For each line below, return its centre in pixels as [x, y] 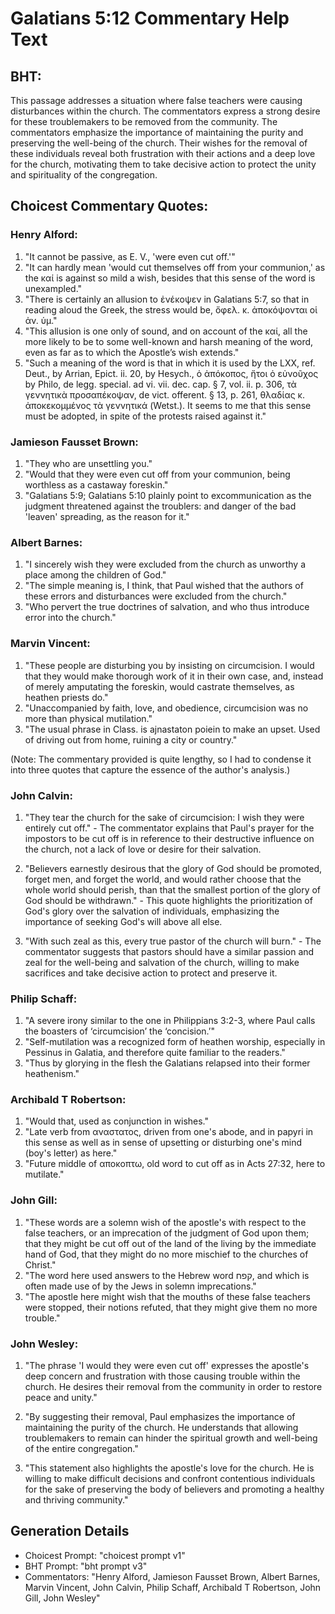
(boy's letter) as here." [71, 1153]
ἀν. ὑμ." [41, 320]
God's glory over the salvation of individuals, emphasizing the [152, 911]
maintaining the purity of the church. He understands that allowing [161, 1428]
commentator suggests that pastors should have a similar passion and [169, 951]
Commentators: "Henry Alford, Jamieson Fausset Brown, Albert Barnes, [172, 1576]
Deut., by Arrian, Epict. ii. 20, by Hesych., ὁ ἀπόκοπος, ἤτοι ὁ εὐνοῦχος [171, 373]
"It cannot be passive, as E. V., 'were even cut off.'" [130, 256]
